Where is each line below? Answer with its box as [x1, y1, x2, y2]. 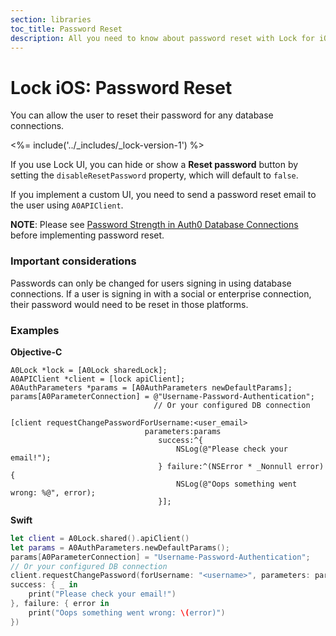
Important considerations [10, 254, 137, 268]
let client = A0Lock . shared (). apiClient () [10, 533, 190, 543]
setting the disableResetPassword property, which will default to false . [10, 169, 299, 181]
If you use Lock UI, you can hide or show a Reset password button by [10, 159, 299, 171]
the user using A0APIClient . [10, 199, 124, 211]
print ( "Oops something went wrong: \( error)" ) [28, 607, 226, 618]
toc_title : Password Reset [10, 24, 123, 34]
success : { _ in [10, 580, 78, 590]
